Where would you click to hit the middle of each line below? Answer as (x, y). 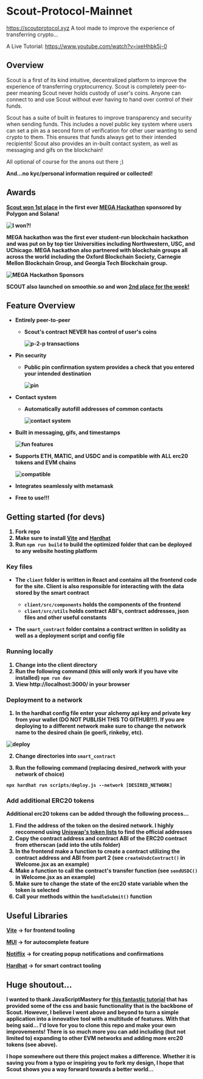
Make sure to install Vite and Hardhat (63, 538)
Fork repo (28, 532)
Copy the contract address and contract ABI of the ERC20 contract (101, 838)
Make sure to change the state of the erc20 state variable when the (101, 884)
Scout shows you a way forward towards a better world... (80, 1069)
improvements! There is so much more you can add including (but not (96, 1032)
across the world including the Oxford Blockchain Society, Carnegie (94, 256)
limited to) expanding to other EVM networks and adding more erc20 (95, 1038)
